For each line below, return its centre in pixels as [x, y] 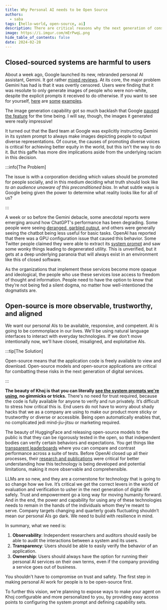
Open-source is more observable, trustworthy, [79, 306]
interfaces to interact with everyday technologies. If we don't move [74, 336]
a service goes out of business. [44, 567]
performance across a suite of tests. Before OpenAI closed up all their [77, 454]
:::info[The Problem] [26, 167]
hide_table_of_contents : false [38, 38]
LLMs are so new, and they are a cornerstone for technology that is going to [83, 479]
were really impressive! [29, 121]
